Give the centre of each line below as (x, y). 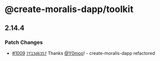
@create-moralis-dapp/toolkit (69, 9)
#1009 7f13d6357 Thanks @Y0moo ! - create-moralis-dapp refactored (84, 53)
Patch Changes (24, 42)
